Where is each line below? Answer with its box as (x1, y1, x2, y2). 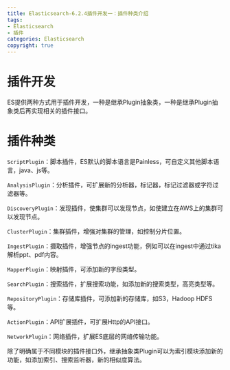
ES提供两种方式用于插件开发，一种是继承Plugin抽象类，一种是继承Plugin (7, 98, 213, 106)
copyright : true (7, 42, 54, 49)
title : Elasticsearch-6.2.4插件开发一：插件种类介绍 (7, 10, 149, 17)
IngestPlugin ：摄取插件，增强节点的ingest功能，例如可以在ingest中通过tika (7, 242, 222, 250)
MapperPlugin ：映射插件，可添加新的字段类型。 (7, 265, 141, 273)
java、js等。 (19, 166, 54, 174)
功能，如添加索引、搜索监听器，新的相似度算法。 (7, 356, 146, 364)
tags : (7, 17, 23, 23)
